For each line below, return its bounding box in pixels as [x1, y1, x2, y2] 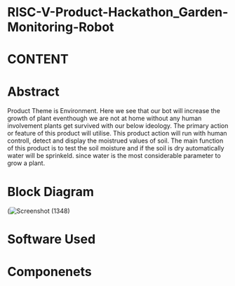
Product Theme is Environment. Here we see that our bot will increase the [7, 107, 221, 115]
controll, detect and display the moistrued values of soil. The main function [7, 136, 224, 145]
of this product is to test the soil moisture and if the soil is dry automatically [7, 144, 224, 152]
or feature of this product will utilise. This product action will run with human [7, 129, 227, 138]
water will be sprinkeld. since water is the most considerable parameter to [7, 152, 221, 160]
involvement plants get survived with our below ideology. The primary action [7, 122, 229, 130]
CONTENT [7, 51, 69, 67]
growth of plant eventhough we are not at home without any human [7, 114, 202, 123]
